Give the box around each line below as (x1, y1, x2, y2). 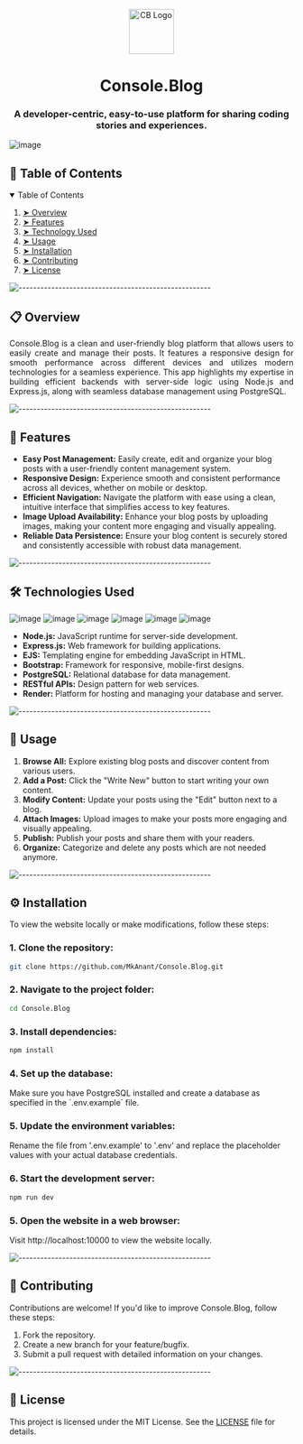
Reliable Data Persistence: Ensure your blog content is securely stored (22, 530, 288, 541)
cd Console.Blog (9, 1004, 70, 1013)
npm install (9, 1046, 54, 1055)
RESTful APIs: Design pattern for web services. (22, 678, 200, 690)
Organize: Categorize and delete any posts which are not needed (22, 842, 266, 853)
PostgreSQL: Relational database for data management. (22, 669, 231, 680)
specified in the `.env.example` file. (9, 1097, 140, 1108)
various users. (22, 765, 76, 776)
